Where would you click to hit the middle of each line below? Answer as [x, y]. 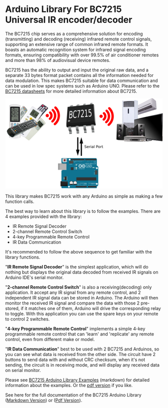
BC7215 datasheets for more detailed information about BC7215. [71, 91]
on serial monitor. [23, 370]
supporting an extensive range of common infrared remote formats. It [77, 44]
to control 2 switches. [27, 319]
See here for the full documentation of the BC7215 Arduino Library [73, 395]
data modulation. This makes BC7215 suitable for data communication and [82, 80]
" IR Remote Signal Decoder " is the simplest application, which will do [77, 266]
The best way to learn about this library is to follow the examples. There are [83, 211]
